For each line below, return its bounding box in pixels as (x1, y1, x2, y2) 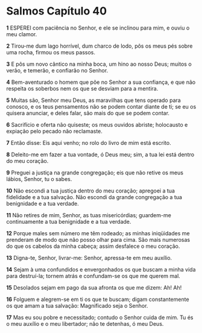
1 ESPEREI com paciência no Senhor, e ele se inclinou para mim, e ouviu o (6, 24, 190, 31)
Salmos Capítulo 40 (6, 4, 107, 18)
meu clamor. (6, 30, 37, 37)
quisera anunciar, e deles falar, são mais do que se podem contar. (6, 109, 170, 116)
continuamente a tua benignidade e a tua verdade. (6, 218, 131, 225)
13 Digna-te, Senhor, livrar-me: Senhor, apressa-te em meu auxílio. (6, 254, 172, 261)
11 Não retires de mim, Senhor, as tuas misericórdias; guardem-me (6, 211, 172, 218)
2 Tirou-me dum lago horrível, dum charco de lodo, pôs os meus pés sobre (6, 42, 193, 49)
